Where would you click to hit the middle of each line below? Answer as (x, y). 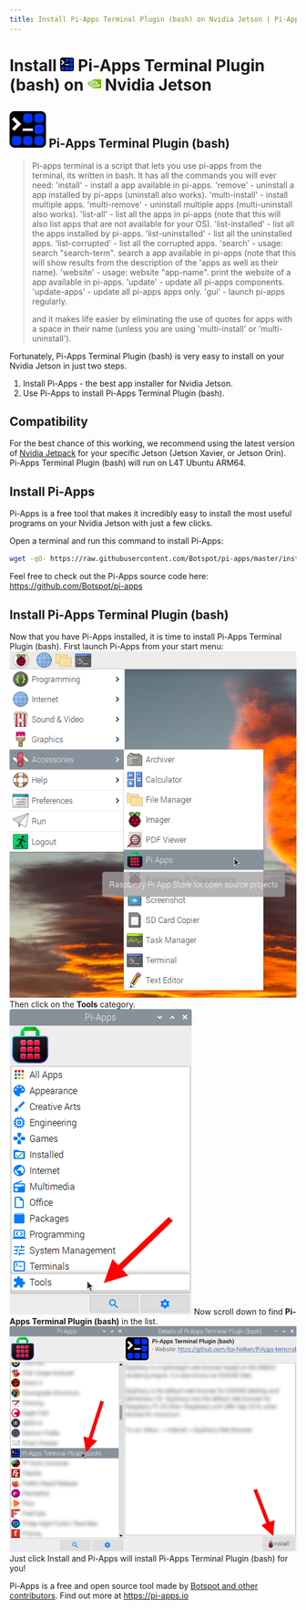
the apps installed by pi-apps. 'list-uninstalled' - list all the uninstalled (162, 234)
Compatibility (49, 422)
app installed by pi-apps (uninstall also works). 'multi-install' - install (160, 194)
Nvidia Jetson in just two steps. (68, 366)
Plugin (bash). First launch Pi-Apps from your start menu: (117, 646)
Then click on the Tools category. (73, 1004)
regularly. (50, 301)
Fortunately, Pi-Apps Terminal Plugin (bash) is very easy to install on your (147, 356)
